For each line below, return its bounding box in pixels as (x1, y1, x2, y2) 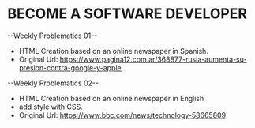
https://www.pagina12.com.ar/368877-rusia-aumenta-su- (59, 55, 247, 64)
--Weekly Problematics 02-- (7, 78, 99, 88)
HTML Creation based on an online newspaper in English (18, 93, 204, 103)
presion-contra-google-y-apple (18, 62, 122, 72)
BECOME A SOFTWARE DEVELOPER (7, 5, 248, 23)
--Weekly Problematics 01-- (7, 31, 98, 40)
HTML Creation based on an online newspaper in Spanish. (18, 46, 208, 55)
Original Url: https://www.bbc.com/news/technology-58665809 (18, 110, 227, 119)
